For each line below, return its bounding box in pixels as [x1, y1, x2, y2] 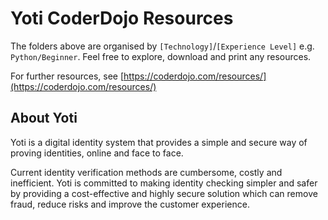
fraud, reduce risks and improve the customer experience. [10, 198, 250, 210]
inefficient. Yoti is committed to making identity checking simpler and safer [10, 177, 318, 189]
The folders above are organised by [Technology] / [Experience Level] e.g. [10, 40, 315, 52]
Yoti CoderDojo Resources [10, 7, 234, 30]
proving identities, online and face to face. [10, 147, 184, 159]
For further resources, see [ [10, 70, 125, 82]
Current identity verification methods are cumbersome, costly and [10, 166, 283, 178]
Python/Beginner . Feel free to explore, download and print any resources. [10, 50, 312, 62]
